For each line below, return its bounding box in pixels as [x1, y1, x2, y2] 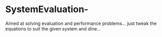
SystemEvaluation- [5, 4, 88, 15]
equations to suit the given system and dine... [5, 25, 101, 31]
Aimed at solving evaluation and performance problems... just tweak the [5, 20, 157, 26]
